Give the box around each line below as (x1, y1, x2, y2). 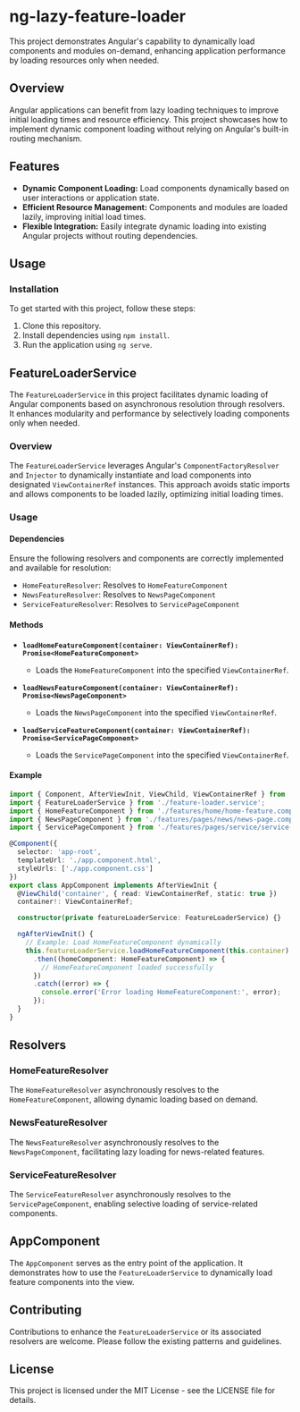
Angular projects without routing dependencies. (21, 230, 198, 241)
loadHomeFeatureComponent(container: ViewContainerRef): (21, 641, 239, 650)
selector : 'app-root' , (17, 848, 102, 857)
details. (9, 1395, 37, 1406)
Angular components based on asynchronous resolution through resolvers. (9, 399, 286, 410)
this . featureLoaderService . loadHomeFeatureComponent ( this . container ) (25, 946, 290, 955)
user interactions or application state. (21, 192, 160, 203)
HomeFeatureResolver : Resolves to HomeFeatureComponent (21, 579, 229, 591)
